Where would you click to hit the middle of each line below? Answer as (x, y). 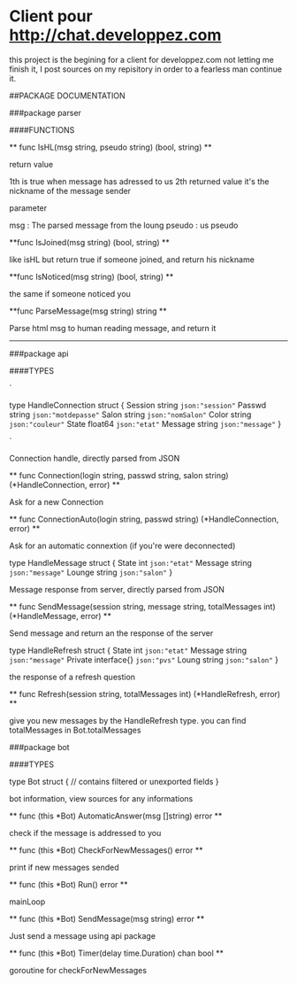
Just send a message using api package (83, 935)
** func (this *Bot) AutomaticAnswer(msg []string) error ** (116, 816)
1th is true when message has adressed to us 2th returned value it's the (139, 181)
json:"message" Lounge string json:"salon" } (91, 572)
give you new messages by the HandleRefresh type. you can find (128, 720)
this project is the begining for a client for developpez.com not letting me (141, 59)
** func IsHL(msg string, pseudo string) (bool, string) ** (110, 147)
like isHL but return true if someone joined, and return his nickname (132, 260)
